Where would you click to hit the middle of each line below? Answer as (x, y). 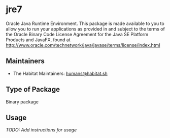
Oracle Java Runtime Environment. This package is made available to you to (85, 23)
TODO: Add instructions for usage (41, 130)
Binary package (22, 102)
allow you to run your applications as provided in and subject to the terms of (86, 29)
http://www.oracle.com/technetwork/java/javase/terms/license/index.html (83, 45)
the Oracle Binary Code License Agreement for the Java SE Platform (77, 34)
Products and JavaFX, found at (38, 40)
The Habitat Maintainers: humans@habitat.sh (60, 73)
